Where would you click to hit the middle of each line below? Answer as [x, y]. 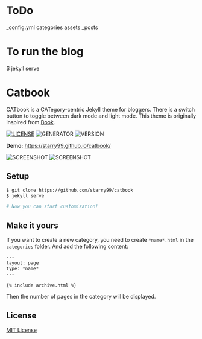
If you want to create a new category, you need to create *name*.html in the [100, 240]
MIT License [22, 330]
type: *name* [23, 268]
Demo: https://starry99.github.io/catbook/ [58, 145]
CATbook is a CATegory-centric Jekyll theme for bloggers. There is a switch [101, 109]
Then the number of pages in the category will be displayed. [81, 297]
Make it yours [32, 225]
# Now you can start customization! [52, 207]
